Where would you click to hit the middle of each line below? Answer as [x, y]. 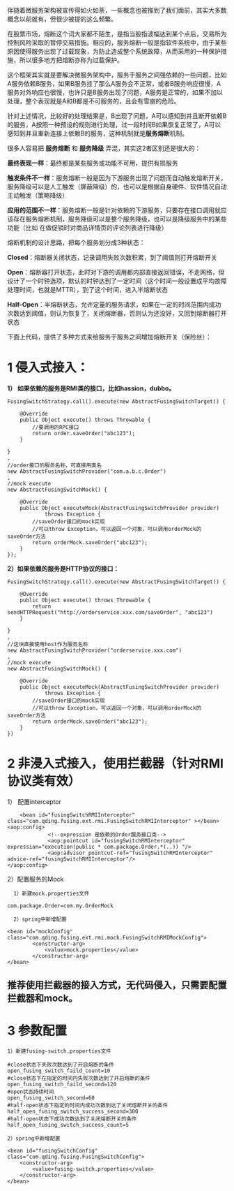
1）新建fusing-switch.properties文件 [59, 1051]
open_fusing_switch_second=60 [51, 1098]
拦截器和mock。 [42, 999]
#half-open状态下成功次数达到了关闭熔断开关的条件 [72, 1119]
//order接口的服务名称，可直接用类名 [55, 465]
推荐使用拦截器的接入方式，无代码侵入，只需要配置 [117, 985]
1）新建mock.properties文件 [52, 893]
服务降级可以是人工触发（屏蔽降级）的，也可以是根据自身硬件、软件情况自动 [117, 187]
